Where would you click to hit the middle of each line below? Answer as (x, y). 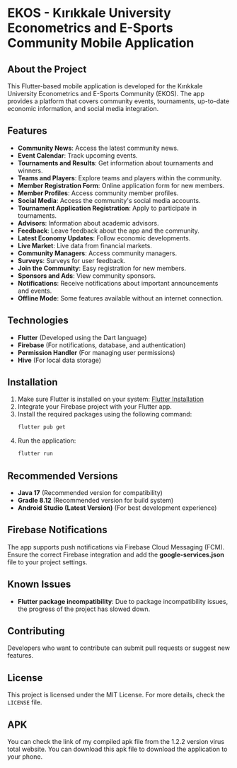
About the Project (47, 69)
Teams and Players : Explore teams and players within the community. (119, 178)
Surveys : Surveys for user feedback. (71, 260)
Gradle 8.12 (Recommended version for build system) (96, 500)
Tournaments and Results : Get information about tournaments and (115, 163)
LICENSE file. (25, 702)
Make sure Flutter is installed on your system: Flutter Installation (110, 399)
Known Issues (39, 584)
